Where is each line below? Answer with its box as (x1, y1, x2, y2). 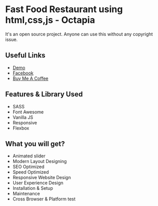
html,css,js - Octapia (5, 14, 95, 26)
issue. (5, 36, 18, 43)
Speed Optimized (12, 169, 49, 175)
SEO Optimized (12, 163, 45, 170)
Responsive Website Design (12, 175, 71, 181)
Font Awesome (12, 109, 44, 115)
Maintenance (12, 191, 41, 197)
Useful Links (5, 51, 46, 60)
